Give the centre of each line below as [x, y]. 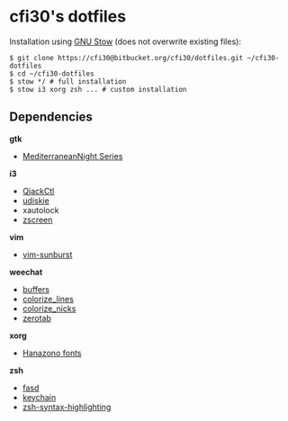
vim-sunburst [47, 255]
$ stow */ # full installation [68, 81]
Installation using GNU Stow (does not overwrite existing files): [125, 41]
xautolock [40, 210]
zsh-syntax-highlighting [67, 407]
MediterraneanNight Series [72, 156]
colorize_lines [48, 299]
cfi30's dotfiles [68, 17]
